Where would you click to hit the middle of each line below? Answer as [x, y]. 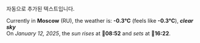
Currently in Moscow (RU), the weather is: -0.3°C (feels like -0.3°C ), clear [100, 21]
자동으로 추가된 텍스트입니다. [40, 9]
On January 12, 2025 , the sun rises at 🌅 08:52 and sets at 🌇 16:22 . [89, 33]
